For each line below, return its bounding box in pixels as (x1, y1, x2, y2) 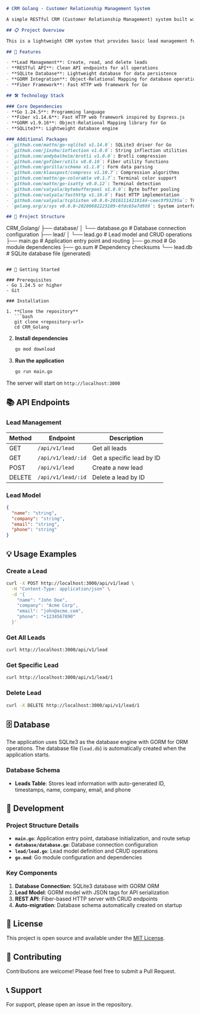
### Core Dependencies (6, 103, 62, 109)
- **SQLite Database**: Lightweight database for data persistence (6, 71, 177, 77)
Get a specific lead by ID (92, 454, 161, 462)
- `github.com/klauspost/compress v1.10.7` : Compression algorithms (6, 170, 180, 176)
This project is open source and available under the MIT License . (6, 935, 165, 942)
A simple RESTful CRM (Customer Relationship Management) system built (6, 16, 187, 22)
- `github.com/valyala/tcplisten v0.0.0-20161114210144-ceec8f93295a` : (6, 197, 187, 203)
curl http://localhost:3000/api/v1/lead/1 (6, 675, 113, 681)
